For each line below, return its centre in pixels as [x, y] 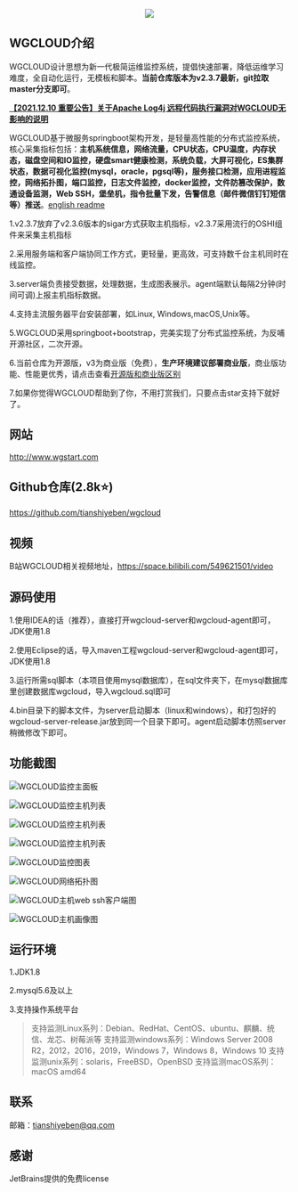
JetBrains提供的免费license [59, 1179]
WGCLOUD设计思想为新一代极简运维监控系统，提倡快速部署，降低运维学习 [147, 66]
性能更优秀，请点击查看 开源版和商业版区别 [102, 373]
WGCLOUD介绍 [52, 43]
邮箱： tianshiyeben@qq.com [62, 1125]
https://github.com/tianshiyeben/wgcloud [85, 513]
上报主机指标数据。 [71, 295]
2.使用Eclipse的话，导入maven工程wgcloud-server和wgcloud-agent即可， [146, 650]
